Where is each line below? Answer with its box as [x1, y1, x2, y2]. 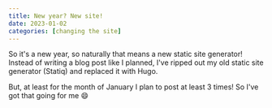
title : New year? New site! [8, 11, 104, 20]
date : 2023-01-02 [8, 19, 67, 28]
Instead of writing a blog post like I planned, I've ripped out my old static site [8, 58, 264, 67]
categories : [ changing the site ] [8, 27, 122, 35]
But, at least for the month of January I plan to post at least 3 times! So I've [8, 82, 259, 92]
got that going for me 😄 [8, 91, 89, 101]
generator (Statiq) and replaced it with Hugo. [8, 67, 158, 76]
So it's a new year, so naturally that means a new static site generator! [8, 50, 244, 59]
